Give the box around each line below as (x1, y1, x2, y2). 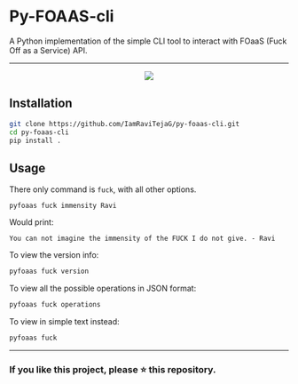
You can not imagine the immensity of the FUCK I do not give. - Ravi (9, 234, 276, 244)
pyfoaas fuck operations (9, 300, 101, 309)
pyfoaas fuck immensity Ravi (9, 202, 117, 211)
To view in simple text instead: (9, 316, 120, 326)
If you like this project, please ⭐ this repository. (9, 363, 216, 375)
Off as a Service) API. (9, 44, 88, 55)
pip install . (9, 136, 62, 145)
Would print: (9, 217, 54, 228)
